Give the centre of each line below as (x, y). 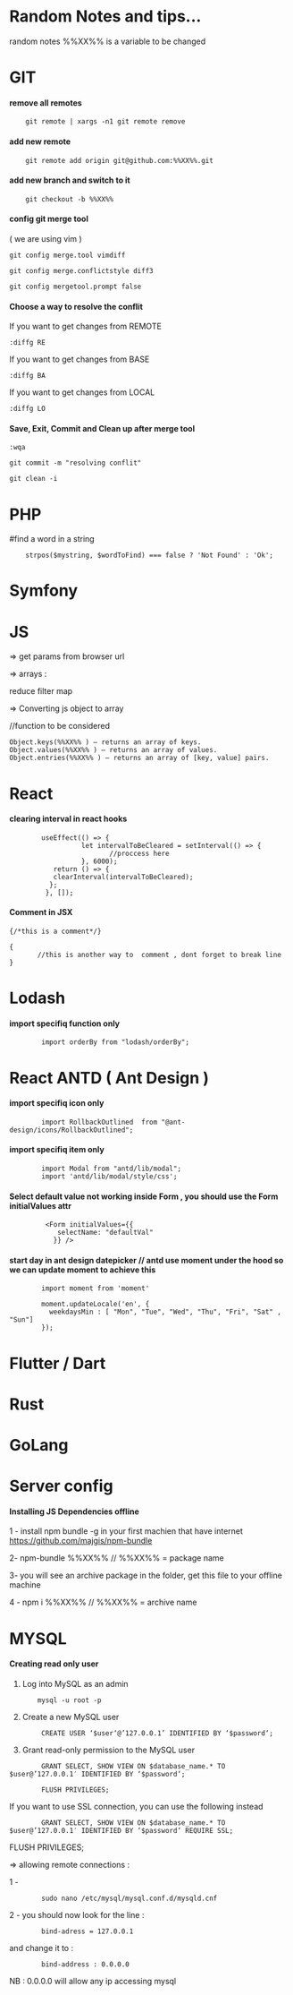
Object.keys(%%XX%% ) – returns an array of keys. (105, 742)
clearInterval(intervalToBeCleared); (123, 877)
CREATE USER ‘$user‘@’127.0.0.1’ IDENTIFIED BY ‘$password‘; (158, 1733)
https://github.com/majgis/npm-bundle (81, 1541)
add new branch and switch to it (70, 180)
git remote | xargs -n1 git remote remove (105, 122)
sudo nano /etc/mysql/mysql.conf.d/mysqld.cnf (130, 1898)
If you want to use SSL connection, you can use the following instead (136, 1806)
